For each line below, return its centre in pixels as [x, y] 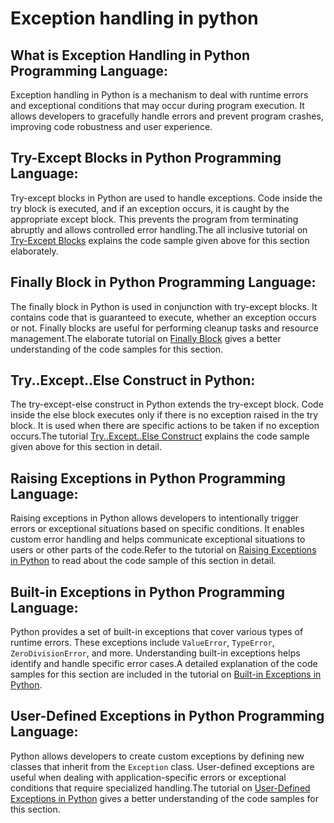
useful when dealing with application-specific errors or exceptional [148, 777]
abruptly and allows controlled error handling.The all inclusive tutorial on [159, 229]
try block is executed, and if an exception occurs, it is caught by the [150, 208]
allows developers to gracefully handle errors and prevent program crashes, [167, 116]
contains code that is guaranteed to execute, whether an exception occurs [163, 317]
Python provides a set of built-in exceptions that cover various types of [157, 632]
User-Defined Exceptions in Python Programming [167, 716]
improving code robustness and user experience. [111, 126]
